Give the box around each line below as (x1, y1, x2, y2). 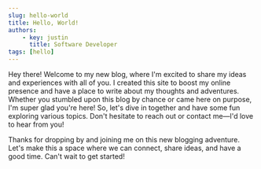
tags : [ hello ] (8, 48, 55, 56)
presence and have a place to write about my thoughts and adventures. (8, 86, 240, 95)
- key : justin (22, 33, 68, 42)
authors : (8, 26, 37, 34)
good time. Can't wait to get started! (8, 152, 126, 161)
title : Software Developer (28, 41, 118, 49)
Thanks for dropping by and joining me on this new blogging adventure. (8, 135, 241, 144)
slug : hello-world (8, 11, 68, 20)
